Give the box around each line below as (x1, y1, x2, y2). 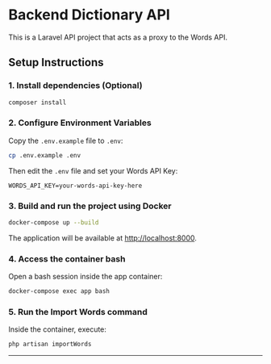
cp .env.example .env (8, 151, 81, 159)
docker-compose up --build (8, 218, 99, 227)
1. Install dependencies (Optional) (8, 80, 143, 91)
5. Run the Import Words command (8, 306, 148, 317)
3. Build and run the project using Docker (8, 200, 172, 211)
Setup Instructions (8, 56, 104, 69)
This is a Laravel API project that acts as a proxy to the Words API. (8, 32, 228, 42)
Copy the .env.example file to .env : (8, 136, 123, 145)
